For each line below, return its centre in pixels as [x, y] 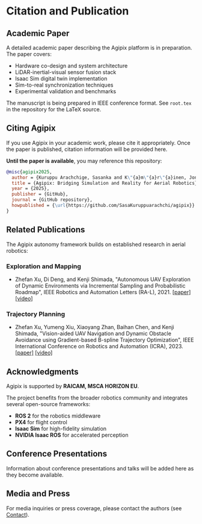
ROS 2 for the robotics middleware [58, 416]
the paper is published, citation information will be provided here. [87, 149]
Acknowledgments [43, 371]
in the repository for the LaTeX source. [54, 109]
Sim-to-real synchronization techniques [64, 85]
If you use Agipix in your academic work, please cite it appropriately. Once [98, 143]
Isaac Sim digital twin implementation [61, 79]
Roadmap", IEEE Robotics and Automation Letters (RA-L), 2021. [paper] [103, 292]
